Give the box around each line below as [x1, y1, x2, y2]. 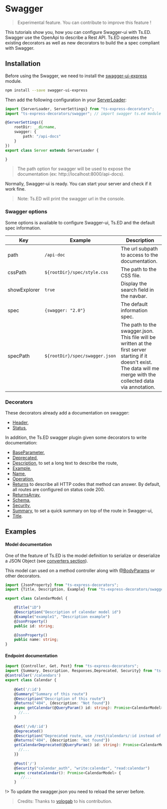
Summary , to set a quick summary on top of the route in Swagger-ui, [12, 507, 153, 514]
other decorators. [5, 573, 41, 579]
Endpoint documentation [5, 652, 58, 658]
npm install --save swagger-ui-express [5, 88, 88, 93]
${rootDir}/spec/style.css [44, 269, 108, 275]
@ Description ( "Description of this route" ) [14, 696, 106, 701]
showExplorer [7, 286, 40, 293]
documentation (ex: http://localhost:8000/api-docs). [17, 171, 125, 177]
